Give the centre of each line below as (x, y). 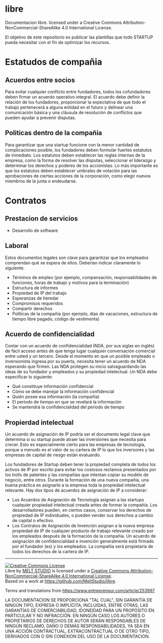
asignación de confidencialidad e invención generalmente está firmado (83, 541)
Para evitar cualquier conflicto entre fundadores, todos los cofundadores (78, 92)
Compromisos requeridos (37, 303)
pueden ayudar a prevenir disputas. (41, 118)
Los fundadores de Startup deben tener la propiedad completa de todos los (81, 464)
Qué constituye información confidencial (53, 386)
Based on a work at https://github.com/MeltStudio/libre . (61, 581)
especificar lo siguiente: (29, 377)
